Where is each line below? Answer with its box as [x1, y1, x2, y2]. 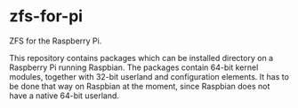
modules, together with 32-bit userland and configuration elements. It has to [9, 71, 289, 81]
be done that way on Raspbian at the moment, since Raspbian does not [9, 81, 270, 91]
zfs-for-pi [9, 6, 83, 27]
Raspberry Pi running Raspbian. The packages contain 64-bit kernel [9, 62, 259, 73]
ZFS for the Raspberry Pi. [9, 35, 102, 46]
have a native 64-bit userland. [9, 90, 120, 101]
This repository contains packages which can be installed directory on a [9, 52, 274, 63]
